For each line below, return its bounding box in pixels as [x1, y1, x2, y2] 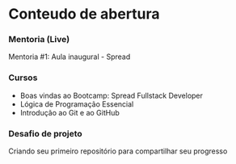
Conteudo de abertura [8, 5, 160, 23]
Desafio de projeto [8, 128, 82, 139]
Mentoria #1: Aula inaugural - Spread [8, 52, 131, 61]
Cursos [8, 72, 38, 83]
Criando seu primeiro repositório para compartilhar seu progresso [8, 146, 228, 156]
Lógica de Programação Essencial [19, 99, 134, 109]
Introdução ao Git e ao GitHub [19, 107, 120, 117]
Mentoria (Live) [8, 34, 70, 45]
